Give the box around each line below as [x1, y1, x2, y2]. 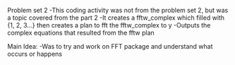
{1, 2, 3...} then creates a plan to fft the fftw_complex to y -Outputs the [7, 21, 211, 29]
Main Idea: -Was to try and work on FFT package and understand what [7, 42, 213, 50]
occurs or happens [7, 49, 62, 58]
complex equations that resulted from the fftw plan [7, 28, 155, 37]
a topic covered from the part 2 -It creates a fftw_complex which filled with [7, 13, 224, 22]
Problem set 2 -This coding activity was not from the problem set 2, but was [7, 6, 229, 14]
